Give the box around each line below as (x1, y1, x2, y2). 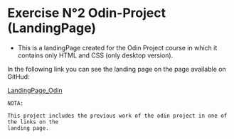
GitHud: (7, 72, 30, 81)
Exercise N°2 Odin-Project (7, 5, 166, 21)
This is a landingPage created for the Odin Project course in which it (17, 43, 218, 52)
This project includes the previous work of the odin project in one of (7, 112, 228, 119)
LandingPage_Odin (7, 86, 63, 94)
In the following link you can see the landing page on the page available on (7, 65, 226, 73)
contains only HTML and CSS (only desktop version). (17, 51, 174, 60)
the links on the (7, 118, 59, 126)
